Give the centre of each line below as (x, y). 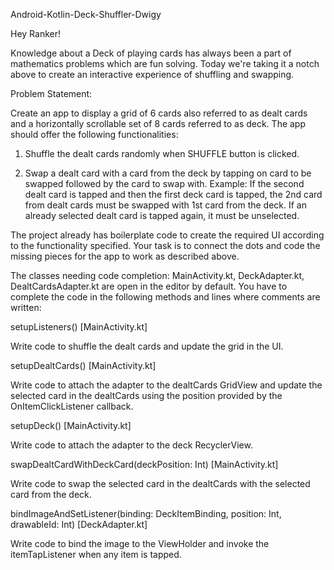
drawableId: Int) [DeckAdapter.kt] (79, 524)
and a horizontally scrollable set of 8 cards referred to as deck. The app (158, 123)
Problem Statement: (51, 93)
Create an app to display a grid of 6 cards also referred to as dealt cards (159, 113)
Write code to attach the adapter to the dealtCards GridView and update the (166, 385)
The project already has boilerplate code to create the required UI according (167, 235)
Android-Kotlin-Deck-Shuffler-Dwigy (86, 14)
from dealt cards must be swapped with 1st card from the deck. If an (165, 205)
